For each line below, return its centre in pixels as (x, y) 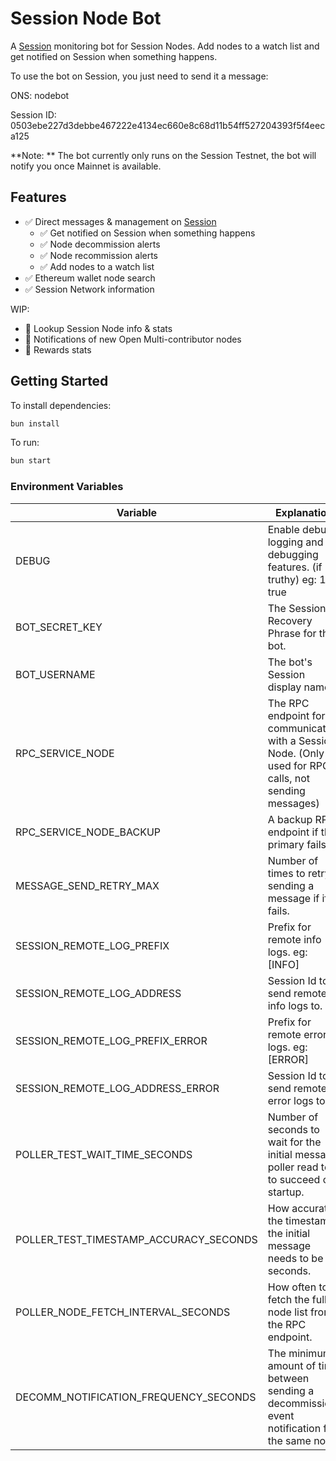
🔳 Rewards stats (58, 349)
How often (292, 1287)
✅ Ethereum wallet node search (90, 278)
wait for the (294, 1142)
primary (286, 844)
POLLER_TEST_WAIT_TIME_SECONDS (104, 1154)
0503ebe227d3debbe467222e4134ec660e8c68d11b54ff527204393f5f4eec (168, 125)
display (284, 687)
